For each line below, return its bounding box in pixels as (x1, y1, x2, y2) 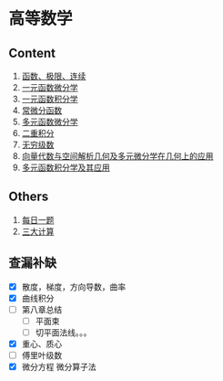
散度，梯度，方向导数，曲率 (21, 280, 127, 292)
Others (8, 189, 49, 205)
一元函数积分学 (21, 93, 78, 104)
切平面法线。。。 (35, 326, 92, 338)
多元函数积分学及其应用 (21, 162, 110, 173)
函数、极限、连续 (21, 70, 86, 81)
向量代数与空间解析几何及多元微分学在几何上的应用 (21, 151, 214, 161)
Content (8, 45, 56, 60)
